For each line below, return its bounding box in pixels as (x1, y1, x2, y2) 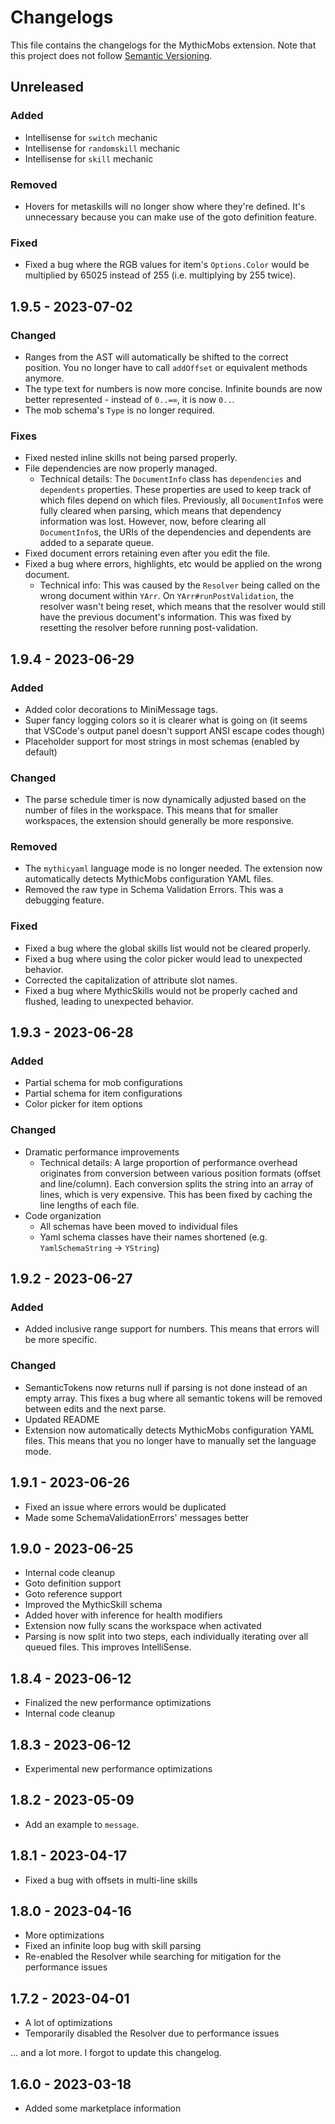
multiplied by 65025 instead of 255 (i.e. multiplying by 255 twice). (24, 269, 297, 281)
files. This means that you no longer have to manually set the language (24, 1434, 317, 1446)
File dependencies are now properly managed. (24, 462, 218, 475)
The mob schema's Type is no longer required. (24, 404, 216, 416)
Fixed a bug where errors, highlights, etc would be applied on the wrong (24, 558, 323, 570)
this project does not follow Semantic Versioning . (10, 49, 213, 61)
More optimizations (24, 1929, 105, 1941)
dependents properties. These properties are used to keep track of (39, 484, 312, 496)
